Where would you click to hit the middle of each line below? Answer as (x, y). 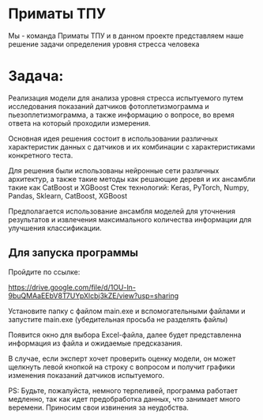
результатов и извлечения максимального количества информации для (130, 219)
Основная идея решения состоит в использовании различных (113, 138)
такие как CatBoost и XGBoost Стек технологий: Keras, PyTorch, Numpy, (129, 187)
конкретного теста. (41, 155)
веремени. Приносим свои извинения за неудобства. (99, 407)
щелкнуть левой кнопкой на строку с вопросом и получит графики (122, 367)
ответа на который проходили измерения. (79, 123)
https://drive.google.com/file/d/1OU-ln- (72, 287)
